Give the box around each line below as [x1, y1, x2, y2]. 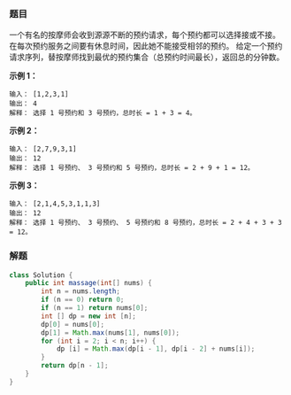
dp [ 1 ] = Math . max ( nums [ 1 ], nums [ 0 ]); [41, 328, 180, 337]
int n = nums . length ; [41, 287, 121, 296]
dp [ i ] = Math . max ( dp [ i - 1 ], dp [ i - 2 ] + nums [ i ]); [56, 345, 256, 353]
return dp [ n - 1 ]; [41, 361, 109, 370]
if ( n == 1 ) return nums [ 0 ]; [41, 304, 149, 313]
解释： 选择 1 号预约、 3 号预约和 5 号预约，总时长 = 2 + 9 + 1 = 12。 [9, 164, 255, 173]
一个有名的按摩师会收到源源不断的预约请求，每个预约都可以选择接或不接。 [9, 29, 280, 41]
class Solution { [9, 270, 73, 280]
